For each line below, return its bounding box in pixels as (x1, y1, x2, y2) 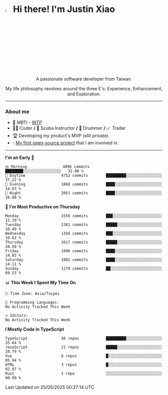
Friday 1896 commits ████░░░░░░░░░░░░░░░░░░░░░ (5, 249, 162, 254)
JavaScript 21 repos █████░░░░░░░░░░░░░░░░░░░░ (5, 345, 162, 350)
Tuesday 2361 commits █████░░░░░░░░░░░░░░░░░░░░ (5, 222, 162, 228)
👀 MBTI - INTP (12, 119, 42, 126)
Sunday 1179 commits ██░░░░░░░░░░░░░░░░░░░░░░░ (5, 266, 162, 271)
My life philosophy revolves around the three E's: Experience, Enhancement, (5, 86, 163, 92)
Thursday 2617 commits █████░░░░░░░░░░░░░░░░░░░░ (5, 240, 162, 245)
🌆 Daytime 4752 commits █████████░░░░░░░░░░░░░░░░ (5, 173, 162, 178)
